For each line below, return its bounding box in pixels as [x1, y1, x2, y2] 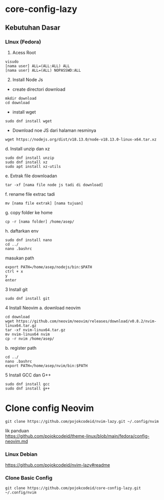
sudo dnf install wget [5, 119, 52, 124]
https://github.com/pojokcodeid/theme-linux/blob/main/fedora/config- [5, 433, 150, 439]
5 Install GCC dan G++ [5, 372, 51, 378]
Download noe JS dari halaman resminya [12, 127, 96, 133]
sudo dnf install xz [5, 159, 48, 165]
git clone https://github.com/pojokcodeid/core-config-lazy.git [5, 486, 141, 491]
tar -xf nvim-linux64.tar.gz [5, 327, 66, 332]
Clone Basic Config [5, 475, 53, 482]
